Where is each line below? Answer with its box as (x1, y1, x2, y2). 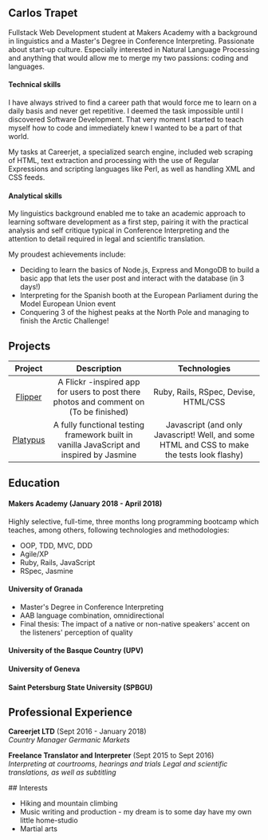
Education (8, 476, 61, 490)
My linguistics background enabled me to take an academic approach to (8, 209, 246, 218)
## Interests (8, 783, 48, 793)
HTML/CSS (183, 396, 226, 408)
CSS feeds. (8, 173, 45, 182)
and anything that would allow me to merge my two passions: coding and (8, 53, 249, 62)
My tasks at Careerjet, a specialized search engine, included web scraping (8, 147, 254, 157)
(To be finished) (69, 407, 129, 418)
